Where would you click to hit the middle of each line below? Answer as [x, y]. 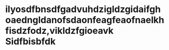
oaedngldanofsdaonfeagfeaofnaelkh [85, 20]
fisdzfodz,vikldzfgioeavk [59, 31]
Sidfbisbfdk [31, 42]
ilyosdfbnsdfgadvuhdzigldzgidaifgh [83, 9]
